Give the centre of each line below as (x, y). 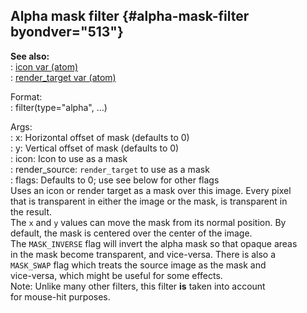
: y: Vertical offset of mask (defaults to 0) (95, 148)
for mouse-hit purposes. (60, 296)
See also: (30, 56)
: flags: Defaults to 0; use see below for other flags (115, 180)
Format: (26, 96)
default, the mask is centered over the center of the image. (131, 233)
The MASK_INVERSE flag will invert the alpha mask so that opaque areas (154, 243)
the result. (31, 211)
